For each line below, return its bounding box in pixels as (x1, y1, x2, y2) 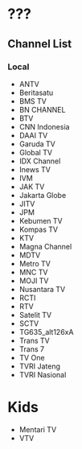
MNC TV (18, 267, 48, 277)
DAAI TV (18, 130, 48, 140)
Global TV (18, 147, 53, 157)
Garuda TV (18, 138, 55, 149)
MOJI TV (18, 275, 49, 286)
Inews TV (18, 164, 51, 174)
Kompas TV (18, 224, 58, 234)
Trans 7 (18, 344, 45, 354)
